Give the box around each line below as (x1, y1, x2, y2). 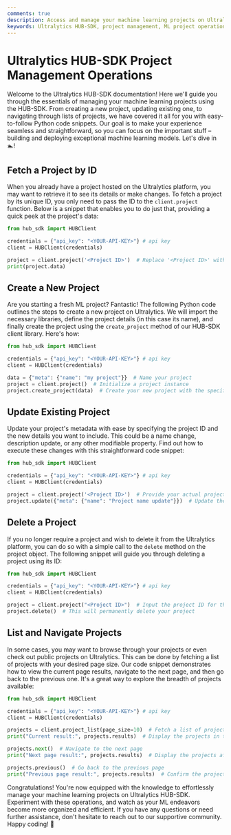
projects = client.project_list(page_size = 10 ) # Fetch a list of (7, 727, 201, 734)
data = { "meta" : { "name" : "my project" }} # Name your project (7, 374, 192, 381)
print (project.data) (7, 263, 67, 270)
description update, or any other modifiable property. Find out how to (7, 439, 203, 447)
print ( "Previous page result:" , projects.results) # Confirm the (7, 770, 201, 778)
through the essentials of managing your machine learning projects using (7, 97, 214, 105)
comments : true (7, 10, 51, 17)
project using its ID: (7, 556, 62, 565)
